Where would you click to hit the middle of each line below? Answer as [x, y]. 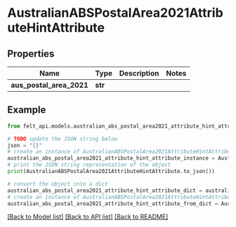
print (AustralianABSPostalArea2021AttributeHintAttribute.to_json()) [111, 172]
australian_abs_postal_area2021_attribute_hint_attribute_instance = [111, 158]
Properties [31, 54]
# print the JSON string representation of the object [89, 165]
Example [27, 110]
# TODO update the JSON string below [63, 139]
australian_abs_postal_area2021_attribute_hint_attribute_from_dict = [113, 204]
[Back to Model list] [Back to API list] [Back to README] [88, 217]
